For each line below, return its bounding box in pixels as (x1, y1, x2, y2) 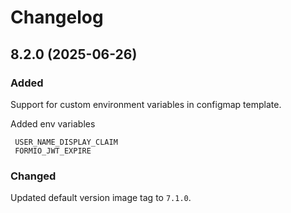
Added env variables (10, 117, 96, 130)
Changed (10, 169, 57, 183)
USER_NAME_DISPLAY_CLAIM (14, 137, 118, 147)
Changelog (10, 6, 104, 29)
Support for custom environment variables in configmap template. (10, 98, 282, 110)
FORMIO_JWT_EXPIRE (14, 146, 92, 156)
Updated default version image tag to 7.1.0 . (10, 192, 192, 204)
